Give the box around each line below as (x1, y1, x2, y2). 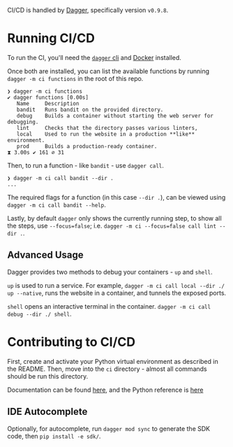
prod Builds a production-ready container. (16, 142, 158, 149)
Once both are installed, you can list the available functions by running (7, 66, 210, 75)
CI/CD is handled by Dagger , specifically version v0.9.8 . (7, 6, 169, 14)
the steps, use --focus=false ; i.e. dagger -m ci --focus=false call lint (7, 221, 217, 230)
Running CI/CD (7, 31, 96, 46)
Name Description (16, 100, 80, 107)
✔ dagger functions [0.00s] (7, 94, 89, 101)
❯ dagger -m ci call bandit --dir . (7, 175, 114, 182)
